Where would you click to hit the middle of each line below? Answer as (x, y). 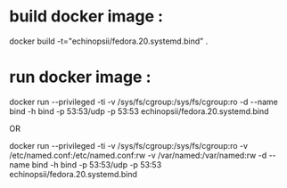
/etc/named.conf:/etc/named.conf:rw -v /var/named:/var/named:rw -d (138, 155)
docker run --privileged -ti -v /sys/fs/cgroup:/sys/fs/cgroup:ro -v (128, 145)
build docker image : (86, 16)
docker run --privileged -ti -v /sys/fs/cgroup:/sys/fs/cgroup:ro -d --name (144, 102)
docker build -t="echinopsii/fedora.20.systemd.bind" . (109, 41)
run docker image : (80, 77)
